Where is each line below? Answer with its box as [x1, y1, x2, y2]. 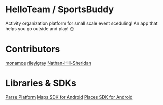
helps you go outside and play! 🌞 [5, 25, 74, 31]
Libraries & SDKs [5, 78, 77, 89]
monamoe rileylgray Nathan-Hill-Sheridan [5, 60, 92, 66]
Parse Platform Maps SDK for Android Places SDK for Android [5, 94, 133, 100]
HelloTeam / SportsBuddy [5, 4, 114, 15]
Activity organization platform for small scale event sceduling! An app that [5, 20, 158, 26]
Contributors [5, 44, 60, 55]
